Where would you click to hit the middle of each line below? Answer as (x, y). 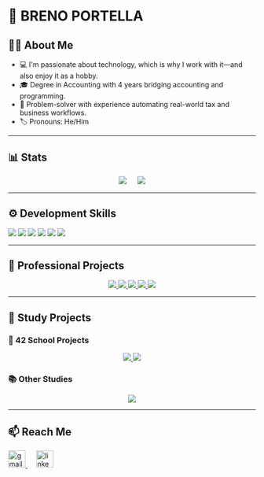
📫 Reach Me (40, 432)
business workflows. (53, 113)
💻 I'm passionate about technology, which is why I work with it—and (131, 65)
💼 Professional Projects (66, 266)
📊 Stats (28, 158)
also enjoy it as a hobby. (59, 76)
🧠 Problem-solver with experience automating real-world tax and (125, 104)
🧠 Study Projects (50, 318)
